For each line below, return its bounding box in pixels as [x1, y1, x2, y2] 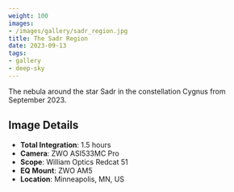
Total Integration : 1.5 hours [19, 140, 111, 149]
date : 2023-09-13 [8, 42, 67, 50]
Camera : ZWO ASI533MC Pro [19, 148, 119, 158]
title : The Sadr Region [8, 34, 89, 43]
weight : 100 [8, 11, 48, 20]
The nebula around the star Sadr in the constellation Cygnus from [8, 86, 226, 96]
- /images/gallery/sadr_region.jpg [8, 27, 128, 35]
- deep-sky [8, 65, 45, 73]
